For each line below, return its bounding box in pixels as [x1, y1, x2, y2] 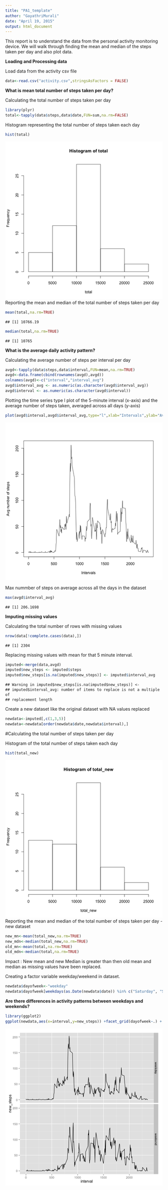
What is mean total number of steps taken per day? [5, 87, 113, 93]
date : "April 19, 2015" [5, 18, 55, 23]
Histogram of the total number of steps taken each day [5, 740, 118, 746]
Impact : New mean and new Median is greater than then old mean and [5, 959, 151, 965]
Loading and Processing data [5, 58, 67, 64]
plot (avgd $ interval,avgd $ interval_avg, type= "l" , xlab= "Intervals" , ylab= [5, 413, 157, 418]
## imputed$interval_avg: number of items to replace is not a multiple [5, 687, 160, 692]
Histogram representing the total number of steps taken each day [5, 121, 140, 127]
